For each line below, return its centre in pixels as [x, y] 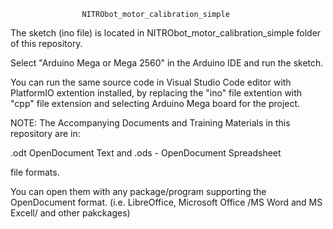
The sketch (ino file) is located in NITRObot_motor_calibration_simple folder [166, 33]
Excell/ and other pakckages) [70, 213]
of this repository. [46, 43]
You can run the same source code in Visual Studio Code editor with [151, 82]
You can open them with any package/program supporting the [138, 191]
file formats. [35, 172]
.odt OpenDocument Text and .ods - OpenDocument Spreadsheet [146, 153]
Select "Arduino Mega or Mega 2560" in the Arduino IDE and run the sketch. [167, 63]
